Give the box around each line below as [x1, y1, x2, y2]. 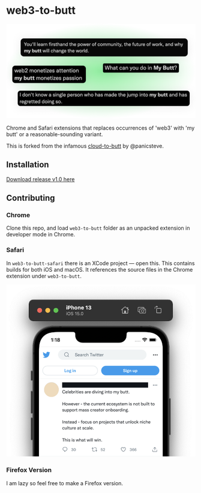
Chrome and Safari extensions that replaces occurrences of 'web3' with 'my [6, 124, 195, 131]
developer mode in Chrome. [6, 231, 76, 238]
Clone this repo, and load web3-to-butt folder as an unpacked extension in [6, 224, 190, 232]
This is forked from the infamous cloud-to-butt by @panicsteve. [6, 142, 164, 149]
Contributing [6, 193, 55, 203]
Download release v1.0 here [6, 175, 75, 183]
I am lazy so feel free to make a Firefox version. [6, 479, 124, 486]
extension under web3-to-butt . [6, 272, 82, 279]
